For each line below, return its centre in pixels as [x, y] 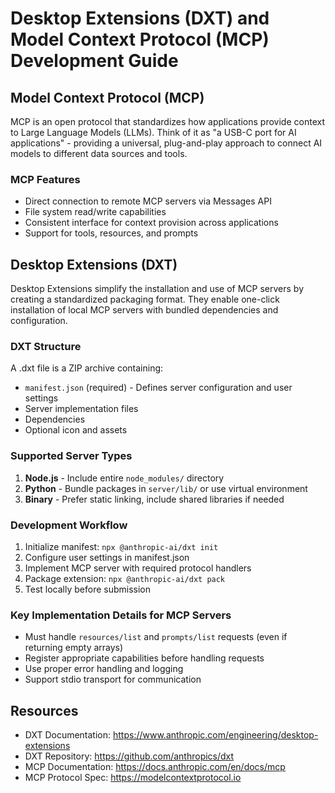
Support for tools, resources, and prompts [111, 233]
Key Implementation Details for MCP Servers [121, 615]
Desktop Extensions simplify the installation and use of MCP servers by [157, 289]
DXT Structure [46, 347]
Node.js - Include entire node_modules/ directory [124, 478]
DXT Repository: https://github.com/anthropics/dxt [129, 756]
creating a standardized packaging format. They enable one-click [145, 299]
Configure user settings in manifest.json [107, 557]
